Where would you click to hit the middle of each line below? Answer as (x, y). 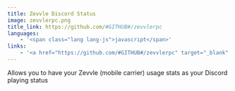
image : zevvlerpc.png (39, 20)
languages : (23, 33)
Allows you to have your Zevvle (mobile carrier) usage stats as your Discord (117, 72)
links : (17, 46)
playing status (28, 80)
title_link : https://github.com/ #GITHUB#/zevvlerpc (85, 27)
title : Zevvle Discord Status (52, 14)
